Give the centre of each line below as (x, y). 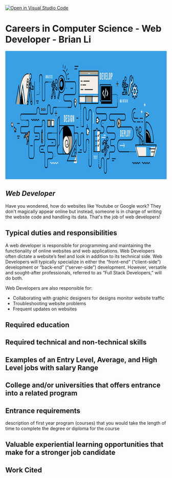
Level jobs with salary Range (52, 367)
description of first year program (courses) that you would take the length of (86, 423)
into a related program (41, 393)
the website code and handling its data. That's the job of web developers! (83, 217)
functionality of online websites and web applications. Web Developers (80, 251)
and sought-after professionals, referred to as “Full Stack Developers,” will (84, 272)
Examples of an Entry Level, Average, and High (81, 360)
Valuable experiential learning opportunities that (84, 444)
